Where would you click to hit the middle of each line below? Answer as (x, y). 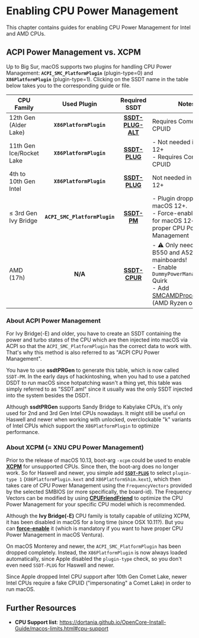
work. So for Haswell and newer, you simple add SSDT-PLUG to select (89, 473)
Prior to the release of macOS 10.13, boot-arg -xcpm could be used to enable (98, 460)
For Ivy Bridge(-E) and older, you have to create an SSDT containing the (94, 334)
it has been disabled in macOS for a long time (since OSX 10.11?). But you (95, 522)
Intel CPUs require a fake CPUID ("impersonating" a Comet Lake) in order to (99, 583)
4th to (17, 174)
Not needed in (172, 177)
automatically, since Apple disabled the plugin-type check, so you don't (94, 559)
